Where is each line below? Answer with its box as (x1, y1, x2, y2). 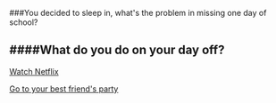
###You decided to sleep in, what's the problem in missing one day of (9, 8, 267, 18)
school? (9, 17, 38, 28)
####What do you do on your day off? (9, 43, 225, 58)
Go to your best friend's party (9, 83, 119, 94)
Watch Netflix (9, 66, 60, 76)
